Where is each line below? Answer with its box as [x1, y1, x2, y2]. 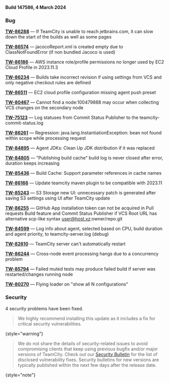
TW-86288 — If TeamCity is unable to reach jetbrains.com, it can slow [5, 28, 153, 35]
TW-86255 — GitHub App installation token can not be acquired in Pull [5, 205, 154, 211]
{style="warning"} [5, 330, 44, 337]
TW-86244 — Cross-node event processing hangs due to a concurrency [5, 251, 159, 257]
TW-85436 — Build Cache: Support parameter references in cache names [5, 170, 162, 176]
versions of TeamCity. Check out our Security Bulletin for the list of [17, 351, 158, 357]
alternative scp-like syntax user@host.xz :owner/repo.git [5, 216, 123, 222]
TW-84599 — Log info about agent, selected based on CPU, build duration [5, 226, 163, 232]
